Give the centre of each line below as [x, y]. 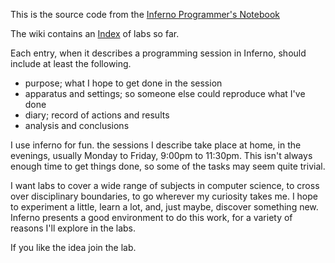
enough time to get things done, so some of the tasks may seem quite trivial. [168, 166]
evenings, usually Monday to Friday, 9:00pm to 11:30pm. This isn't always [161, 155]
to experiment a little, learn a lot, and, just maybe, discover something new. [164, 207]
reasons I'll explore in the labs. [73, 228]
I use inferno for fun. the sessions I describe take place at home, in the [156, 145]
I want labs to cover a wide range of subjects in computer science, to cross [165, 185]
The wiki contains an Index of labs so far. [95, 33]
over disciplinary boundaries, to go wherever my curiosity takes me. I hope [164, 196]
